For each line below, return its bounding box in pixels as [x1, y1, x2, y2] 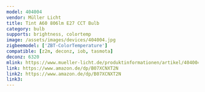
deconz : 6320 [6, 54, 40, 60]
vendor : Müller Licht [6, 15, 62, 21]
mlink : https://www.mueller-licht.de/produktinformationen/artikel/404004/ [6, 59, 203, 65]
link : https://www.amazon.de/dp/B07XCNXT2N [6, 65, 119, 71]
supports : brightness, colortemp [6, 31, 92, 38]
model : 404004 [6, 8, 43, 15]
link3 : [6, 76, 23, 82]
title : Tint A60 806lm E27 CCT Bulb [6, 20, 99, 26]
